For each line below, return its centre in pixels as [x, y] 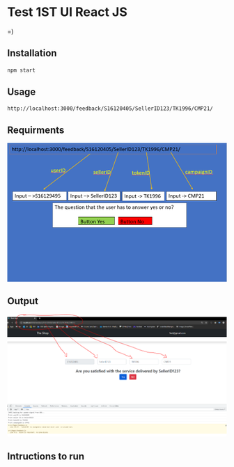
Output [23, 301]
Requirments [36, 130]
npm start [22, 70]
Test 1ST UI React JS [67, 12]
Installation [32, 53]
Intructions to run [46, 456]
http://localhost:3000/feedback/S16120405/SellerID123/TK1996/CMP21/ [110, 109]
